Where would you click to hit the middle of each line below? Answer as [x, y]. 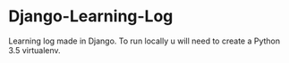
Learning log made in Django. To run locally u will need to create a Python [144, 41]
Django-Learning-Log [91, 16]
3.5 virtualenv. [34, 50]
